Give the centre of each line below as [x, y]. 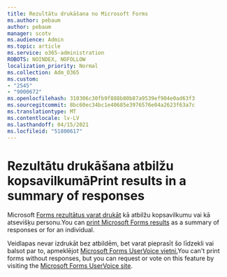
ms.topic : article [34, 46]
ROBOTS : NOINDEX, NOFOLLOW [46, 60]
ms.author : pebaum [34, 20]
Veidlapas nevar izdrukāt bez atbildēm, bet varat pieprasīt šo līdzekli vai [111, 243]
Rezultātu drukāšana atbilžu [90, 166]
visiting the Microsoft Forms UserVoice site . [70, 266]
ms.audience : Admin [36, 40]
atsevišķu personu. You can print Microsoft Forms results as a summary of [113, 222]
